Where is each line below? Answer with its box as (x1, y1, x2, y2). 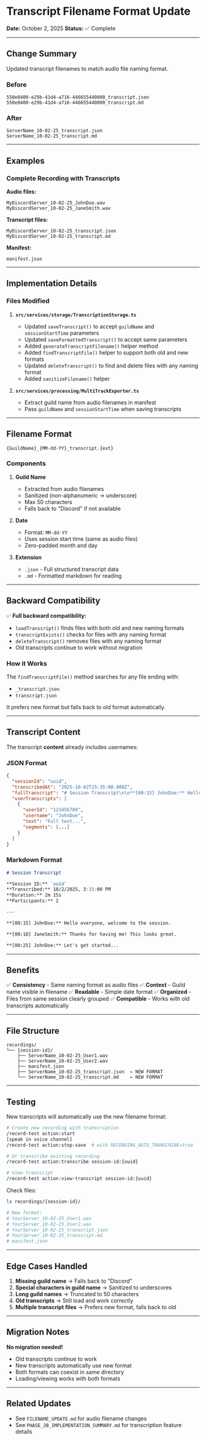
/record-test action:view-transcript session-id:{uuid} (6, 1176, 152, 1182)
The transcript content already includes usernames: (6, 743, 138, 750)
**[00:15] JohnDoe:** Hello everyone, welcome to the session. (6, 920, 172, 926)
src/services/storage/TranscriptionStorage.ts (15, 312, 137, 318)
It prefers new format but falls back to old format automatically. (6, 703, 166, 710)
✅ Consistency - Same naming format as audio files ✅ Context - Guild (6, 982, 186, 989)
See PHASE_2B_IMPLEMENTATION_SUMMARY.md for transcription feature (15, 1421, 182, 1428)
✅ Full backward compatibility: (6, 612, 87, 619)
